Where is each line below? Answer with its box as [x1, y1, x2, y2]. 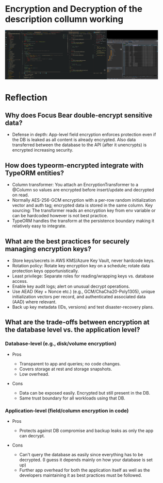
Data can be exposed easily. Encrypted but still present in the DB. [19, 390, 150, 396]
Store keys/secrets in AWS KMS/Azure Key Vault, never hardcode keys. [12, 258, 155, 263]
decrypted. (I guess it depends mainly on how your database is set [19, 457, 153, 463]
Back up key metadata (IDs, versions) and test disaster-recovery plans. [12, 304, 154, 310]
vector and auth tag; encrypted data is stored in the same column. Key [12, 203, 153, 208]
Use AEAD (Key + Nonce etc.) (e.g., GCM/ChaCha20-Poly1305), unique [12, 288, 155, 294]
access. [12, 278, 28, 284]
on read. [12, 192, 29, 198]
